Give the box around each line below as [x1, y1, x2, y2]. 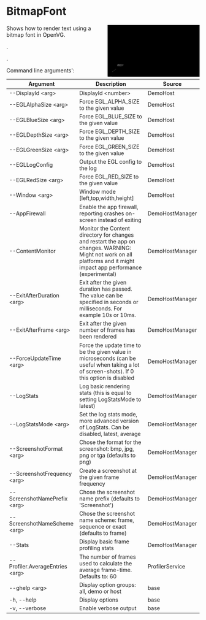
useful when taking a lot [79, 361, 140, 369]
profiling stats [79, 545, 115, 552]
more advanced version [79, 417, 139, 424]
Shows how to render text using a [6, 25, 91, 32]
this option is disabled [79, 374, 135, 381]
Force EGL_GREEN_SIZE [79, 143, 140, 150]
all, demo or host [79, 587, 121, 595]
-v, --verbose [9, 605, 47, 612]
